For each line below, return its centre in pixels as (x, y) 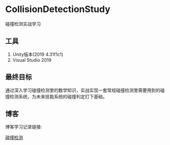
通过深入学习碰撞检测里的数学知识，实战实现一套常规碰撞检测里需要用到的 (83, 90)
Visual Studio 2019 (32, 60)
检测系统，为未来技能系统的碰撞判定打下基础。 (58, 96)
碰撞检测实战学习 (23, 24)
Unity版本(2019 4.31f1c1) (38, 54)
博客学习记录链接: (24, 127)
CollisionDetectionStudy (58, 9)
